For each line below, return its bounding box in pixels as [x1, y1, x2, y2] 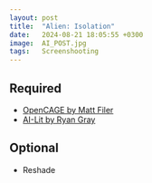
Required [9, 81, 62, 96]
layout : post [9, 13, 59, 23]
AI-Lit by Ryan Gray [22, 114, 96, 125]
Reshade [22, 164, 56, 175]
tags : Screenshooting [9, 47, 100, 56]
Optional [9, 140, 59, 156]
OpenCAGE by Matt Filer [22, 104, 114, 115]
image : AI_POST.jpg [9, 38, 88, 48]
